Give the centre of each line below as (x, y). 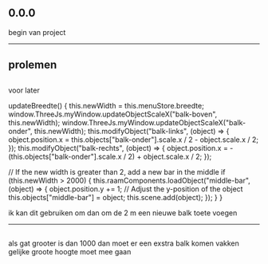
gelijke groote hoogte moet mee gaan (70, 251)
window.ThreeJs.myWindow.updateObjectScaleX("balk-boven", (113, 114)
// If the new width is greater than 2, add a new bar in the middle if (117, 171)
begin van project (37, 32)
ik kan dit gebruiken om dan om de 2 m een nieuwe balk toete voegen (123, 213)
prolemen (33, 65)
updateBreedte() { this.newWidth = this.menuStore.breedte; (106, 105)
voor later (24, 90)
